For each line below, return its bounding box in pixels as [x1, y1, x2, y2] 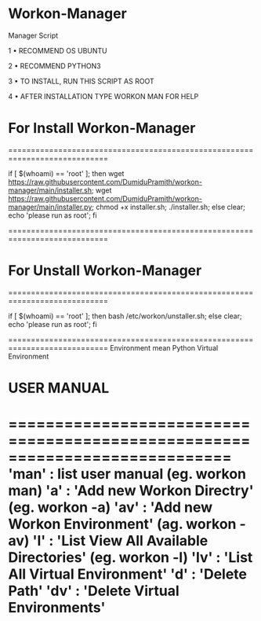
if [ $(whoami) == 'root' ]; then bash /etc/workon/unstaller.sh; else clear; [8, 311, 242, 321]
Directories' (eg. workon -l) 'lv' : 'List [8, 549, 253, 567]
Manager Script [8, 31, 59, 40]
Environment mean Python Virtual [109, 343, 219, 352]
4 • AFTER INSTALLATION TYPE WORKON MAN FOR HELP [8, 91, 199, 101]
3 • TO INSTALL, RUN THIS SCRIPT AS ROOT [8, 76, 154, 86]
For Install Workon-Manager [8, 119, 196, 138]
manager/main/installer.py [8, 202, 92, 211]
